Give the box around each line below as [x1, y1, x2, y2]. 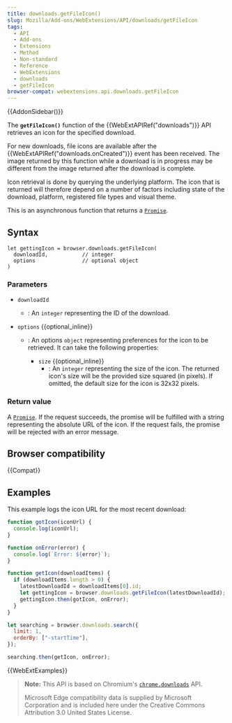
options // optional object [13, 257, 139, 264]
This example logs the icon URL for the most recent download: [7, 505, 187, 514]
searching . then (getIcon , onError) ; [7, 654, 111, 661]
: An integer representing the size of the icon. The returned [48, 364, 219, 373]
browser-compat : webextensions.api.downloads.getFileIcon [7, 88, 179, 95]
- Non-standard [13, 56, 58, 63]
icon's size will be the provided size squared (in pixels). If [48, 372, 213, 380]
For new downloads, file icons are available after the [7, 142, 157, 150]
